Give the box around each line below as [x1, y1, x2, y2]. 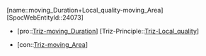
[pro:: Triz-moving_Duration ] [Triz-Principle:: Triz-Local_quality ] [16, 27, 200, 35]
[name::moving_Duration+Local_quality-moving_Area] [6, 6, 164, 14]
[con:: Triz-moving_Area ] [16, 41, 88, 48]
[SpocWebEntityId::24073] [6, 13, 84, 22]
